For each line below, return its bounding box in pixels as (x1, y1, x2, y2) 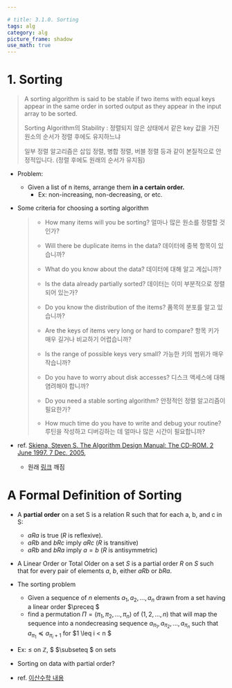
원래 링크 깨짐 (27, 463, 65, 471)
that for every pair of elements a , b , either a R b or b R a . (17, 567, 172, 575)
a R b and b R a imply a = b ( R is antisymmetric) (27, 546, 158, 554)
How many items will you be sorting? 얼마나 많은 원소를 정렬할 (44, 218, 218, 227)
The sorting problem (17, 580, 76, 588)
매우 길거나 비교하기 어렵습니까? (44, 335, 132, 344)
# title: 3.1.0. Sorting (7, 16, 79, 23)
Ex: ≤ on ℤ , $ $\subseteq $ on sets (17, 645, 116, 653)
